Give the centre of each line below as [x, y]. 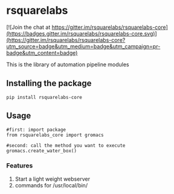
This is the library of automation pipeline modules [68, 64]
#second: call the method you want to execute [66, 145]
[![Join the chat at [28, 27]
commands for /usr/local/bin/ [51, 185]
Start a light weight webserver [53, 179]
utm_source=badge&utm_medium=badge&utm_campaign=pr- [83, 46]
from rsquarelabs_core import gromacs [55, 135]
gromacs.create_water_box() [42, 151]
